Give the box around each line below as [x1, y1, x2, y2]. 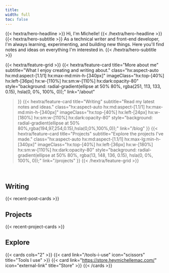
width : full [5, 12, 30, 17]
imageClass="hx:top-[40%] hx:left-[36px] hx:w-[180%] [37, 142, 153, 148]
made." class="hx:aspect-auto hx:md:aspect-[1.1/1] [17, 136, 124, 142]
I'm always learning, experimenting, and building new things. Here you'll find [5, 41, 164, 48]
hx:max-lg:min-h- [124, 136, 161, 142]
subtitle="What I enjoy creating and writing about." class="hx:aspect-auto [5, 67, 159, 73]
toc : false [5, 17, 28, 22]
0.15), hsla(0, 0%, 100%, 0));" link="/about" [5, 89, 95, 95]
